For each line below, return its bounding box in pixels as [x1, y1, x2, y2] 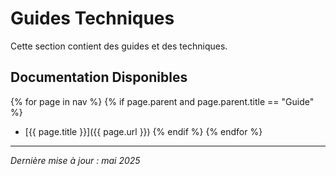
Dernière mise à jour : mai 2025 [10, 154, 141, 166]
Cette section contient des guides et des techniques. [10, 40, 228, 52]
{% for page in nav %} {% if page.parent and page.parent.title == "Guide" [10, 95, 315, 107]
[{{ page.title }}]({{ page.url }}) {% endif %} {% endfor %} [24, 125, 263, 137]
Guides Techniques [10, 7, 175, 30]
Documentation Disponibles [10, 69, 188, 86]
